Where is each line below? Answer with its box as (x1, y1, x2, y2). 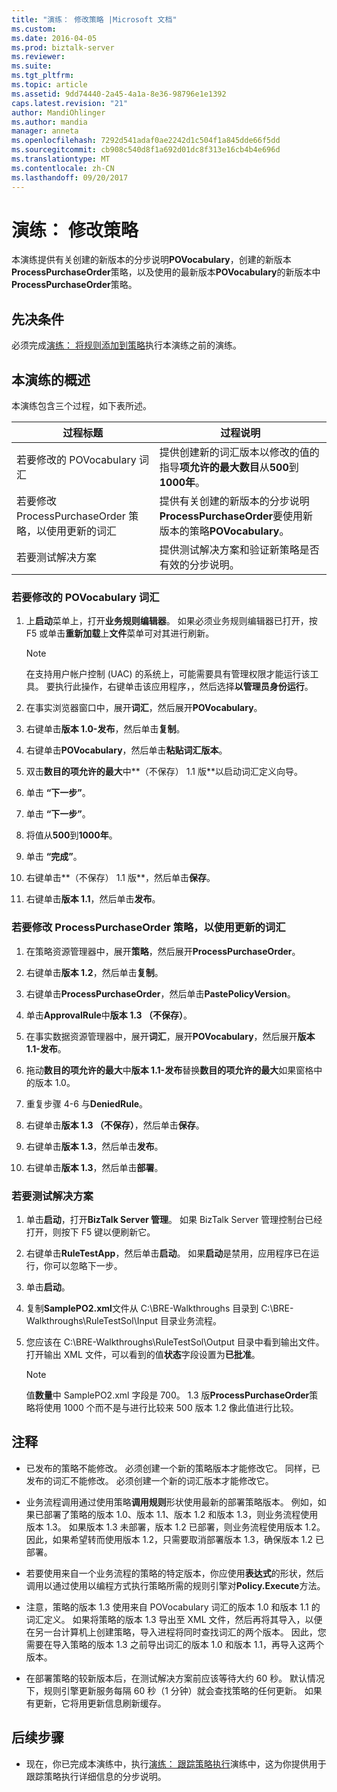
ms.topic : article (11, 80, 88, 90)
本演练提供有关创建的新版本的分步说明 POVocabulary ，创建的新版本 (11, 254, 292, 266)
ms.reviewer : (11, 52, 66, 62)
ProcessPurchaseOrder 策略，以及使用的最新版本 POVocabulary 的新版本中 (11, 266, 321, 278)
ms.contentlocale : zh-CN (11, 163, 115, 173)
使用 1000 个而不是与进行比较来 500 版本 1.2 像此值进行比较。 (43, 1401, 299, 1413)
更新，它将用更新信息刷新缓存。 (34, 1697, 167, 1709)
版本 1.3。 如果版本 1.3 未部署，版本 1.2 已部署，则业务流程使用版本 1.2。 (25, 1521, 326, 1533)
